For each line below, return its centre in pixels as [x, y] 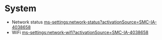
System [21, 9]
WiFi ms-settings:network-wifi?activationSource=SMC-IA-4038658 [80, 32]
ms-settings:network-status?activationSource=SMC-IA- [100, 22]
